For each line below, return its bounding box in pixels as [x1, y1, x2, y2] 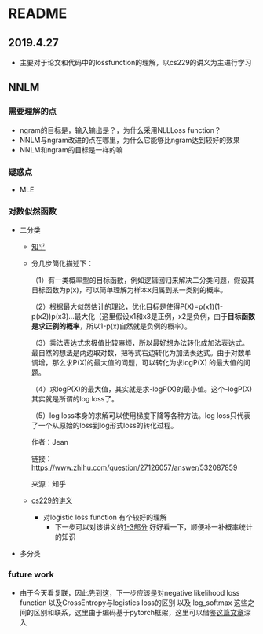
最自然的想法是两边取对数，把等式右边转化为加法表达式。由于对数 [31, 348, 245, 357]
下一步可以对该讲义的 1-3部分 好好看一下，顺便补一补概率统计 [54, 522, 253, 532]
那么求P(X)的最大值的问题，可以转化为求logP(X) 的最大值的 [52, 358, 244, 368]
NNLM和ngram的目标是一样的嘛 [19, 145, 123, 154]
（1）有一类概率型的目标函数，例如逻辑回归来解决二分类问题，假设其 [31, 276, 255, 285]
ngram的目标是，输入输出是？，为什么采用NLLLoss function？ [19, 125, 221, 134]
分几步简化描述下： [31, 258, 94, 268]
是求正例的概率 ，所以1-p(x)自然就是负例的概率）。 [31, 321, 192, 331]
